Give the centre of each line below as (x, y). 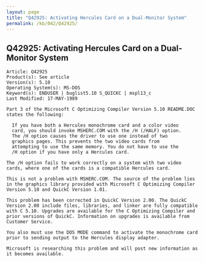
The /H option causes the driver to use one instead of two (90, 136)
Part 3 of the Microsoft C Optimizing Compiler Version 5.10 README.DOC (101, 110)
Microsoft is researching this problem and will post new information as (102, 249)
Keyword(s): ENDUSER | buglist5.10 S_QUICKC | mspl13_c (79, 93)
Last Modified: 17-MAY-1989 (42, 99)
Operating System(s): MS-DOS (43, 88)
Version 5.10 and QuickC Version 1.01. (57, 190)
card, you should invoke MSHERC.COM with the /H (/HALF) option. (97, 131)
